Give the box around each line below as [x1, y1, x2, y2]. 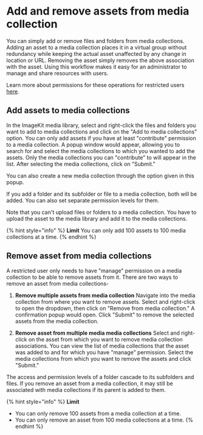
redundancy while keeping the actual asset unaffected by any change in [6, 50, 187, 57]
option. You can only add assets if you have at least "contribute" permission [6, 134, 196, 142]
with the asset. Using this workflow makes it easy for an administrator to [6, 63, 187, 70]
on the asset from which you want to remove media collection [28, 335, 183, 343]
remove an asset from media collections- [6, 279, 109, 287]
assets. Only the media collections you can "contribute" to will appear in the [6, 154, 196, 161]
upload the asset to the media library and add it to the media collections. [6, 214, 187, 222]
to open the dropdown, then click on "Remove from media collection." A [15, 304, 195, 312]
